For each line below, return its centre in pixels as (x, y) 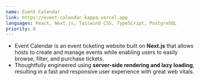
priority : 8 (21, 29)
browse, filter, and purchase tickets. (59, 59)
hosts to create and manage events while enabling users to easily (96, 53)
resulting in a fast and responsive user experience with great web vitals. (104, 72)
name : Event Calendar (33, 12)
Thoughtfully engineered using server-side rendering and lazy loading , (104, 65)
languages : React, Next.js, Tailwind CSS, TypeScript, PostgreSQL (91, 23)
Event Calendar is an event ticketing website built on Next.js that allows (104, 46)
